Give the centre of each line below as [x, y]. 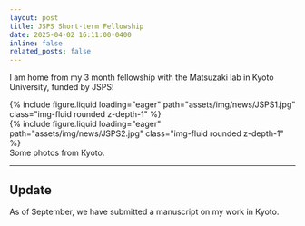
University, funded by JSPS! [62, 87]
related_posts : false [50, 52]
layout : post [34, 18]
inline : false [36, 43]
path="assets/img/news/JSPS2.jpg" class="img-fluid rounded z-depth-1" [147, 133]
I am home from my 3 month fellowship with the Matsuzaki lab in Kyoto [142, 77]
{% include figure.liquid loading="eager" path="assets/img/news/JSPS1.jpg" [152, 104]
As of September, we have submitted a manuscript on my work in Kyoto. [144, 211]
